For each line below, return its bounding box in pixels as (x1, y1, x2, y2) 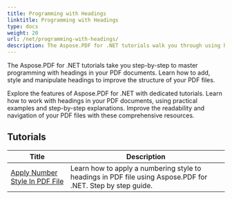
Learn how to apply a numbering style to (70, 163, 202, 173)
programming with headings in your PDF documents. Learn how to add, (7, 68, 211, 77)
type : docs (7, 23, 39, 30)
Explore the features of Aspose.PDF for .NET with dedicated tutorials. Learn (7, 89, 222, 97)
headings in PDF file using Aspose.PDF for (70, 172, 208, 182)
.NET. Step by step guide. (70, 180, 153, 190)
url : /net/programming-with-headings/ (7, 36, 119, 43)
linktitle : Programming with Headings (7, 17, 119, 23)
